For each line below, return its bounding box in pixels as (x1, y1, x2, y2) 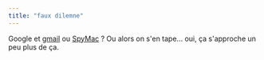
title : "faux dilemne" (8, 11, 84, 20)
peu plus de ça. (8, 42, 60, 52)
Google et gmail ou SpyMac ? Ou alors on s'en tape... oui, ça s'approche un (8, 34, 257, 43)
